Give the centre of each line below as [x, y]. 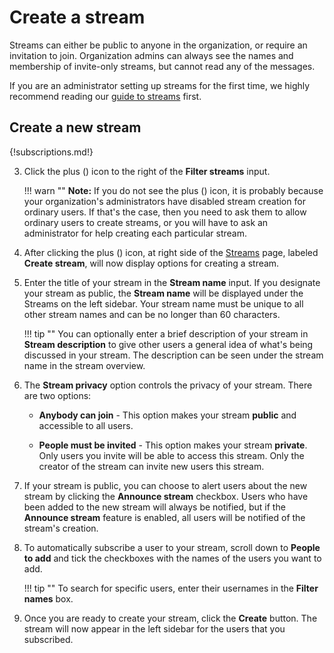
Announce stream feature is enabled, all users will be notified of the [164, 517]
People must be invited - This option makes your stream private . [173, 445]
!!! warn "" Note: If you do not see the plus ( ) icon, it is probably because [173, 190]
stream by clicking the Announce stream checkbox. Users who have [166, 496]
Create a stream [77, 17]
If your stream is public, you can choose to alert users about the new [165, 485]
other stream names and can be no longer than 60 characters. [152, 314]
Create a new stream [75, 127]
